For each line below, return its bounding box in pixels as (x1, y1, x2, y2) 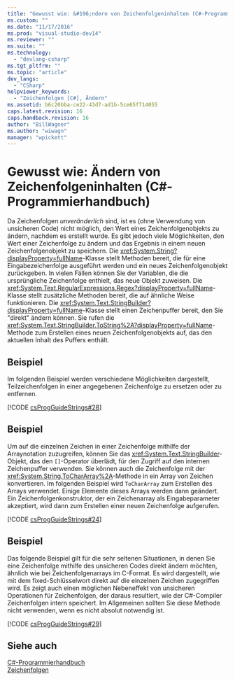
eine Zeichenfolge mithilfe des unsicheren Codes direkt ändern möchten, (7, 561, 218, 570)
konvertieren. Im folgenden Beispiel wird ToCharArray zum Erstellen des (7, 479, 213, 487)
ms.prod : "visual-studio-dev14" (7, 29, 101, 37)
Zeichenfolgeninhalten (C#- (7, 179, 173, 195)
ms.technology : (7, 50, 52, 57)
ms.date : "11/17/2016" (7, 23, 73, 30)
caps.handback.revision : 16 (7, 114, 90, 121)
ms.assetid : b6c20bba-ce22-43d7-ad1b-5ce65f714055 (7, 101, 158, 108)
